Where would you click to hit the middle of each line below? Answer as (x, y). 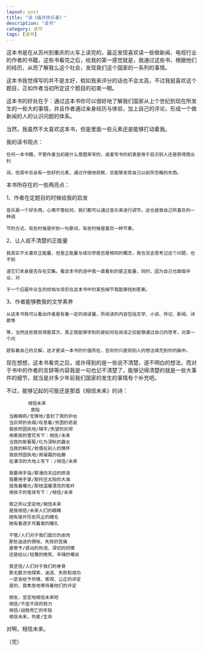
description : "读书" (31, 23)
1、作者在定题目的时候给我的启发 (47, 198)
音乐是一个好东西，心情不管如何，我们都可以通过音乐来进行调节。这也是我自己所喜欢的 (98, 211)
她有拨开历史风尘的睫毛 (34, 517)
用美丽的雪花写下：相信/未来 (40, 436)
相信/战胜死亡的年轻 (31, 610)
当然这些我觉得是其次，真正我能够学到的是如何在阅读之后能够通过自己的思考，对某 (103, 332)
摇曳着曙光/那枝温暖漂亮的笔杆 (42, 486)
